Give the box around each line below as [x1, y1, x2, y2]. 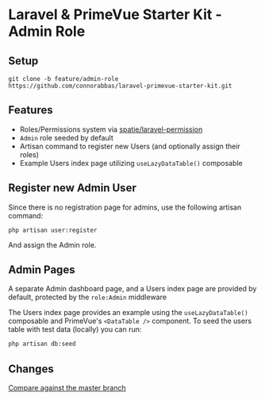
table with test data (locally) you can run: [8, 325, 142, 334]
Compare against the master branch [8, 383, 127, 393]
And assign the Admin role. [8, 240, 97, 249]
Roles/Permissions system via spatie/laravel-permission [19, 125, 203, 134]
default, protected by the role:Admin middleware [8, 292, 167, 302]
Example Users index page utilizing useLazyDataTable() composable [19, 158, 244, 167]
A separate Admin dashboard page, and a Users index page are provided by [8, 284, 257, 294]
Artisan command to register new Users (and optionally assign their [19, 141, 240, 151]
